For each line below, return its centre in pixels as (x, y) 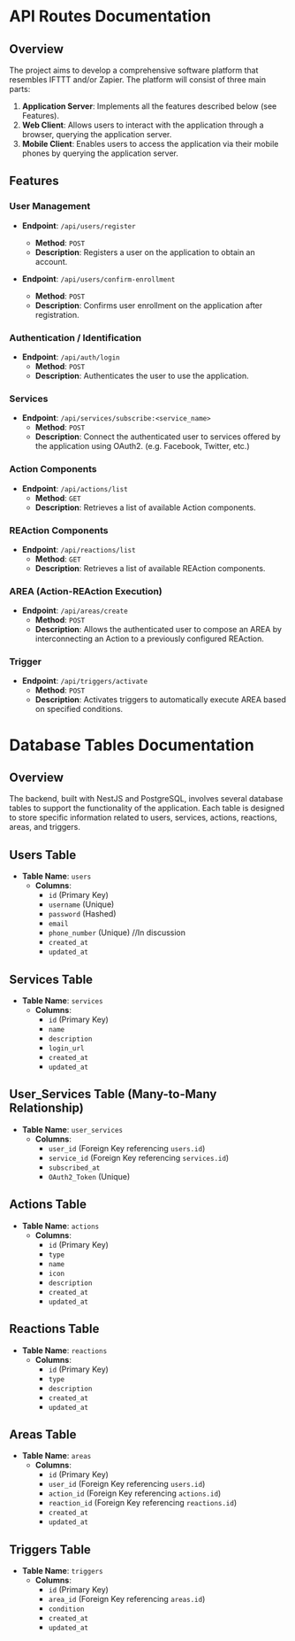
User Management (50, 206)
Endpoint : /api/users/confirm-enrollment (98, 279)
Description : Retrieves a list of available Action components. (145, 507)
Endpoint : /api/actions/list (75, 488)
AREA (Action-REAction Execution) (86, 591)
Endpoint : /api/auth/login (71, 357)
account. (51, 261)
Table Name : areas (57, 1456)
